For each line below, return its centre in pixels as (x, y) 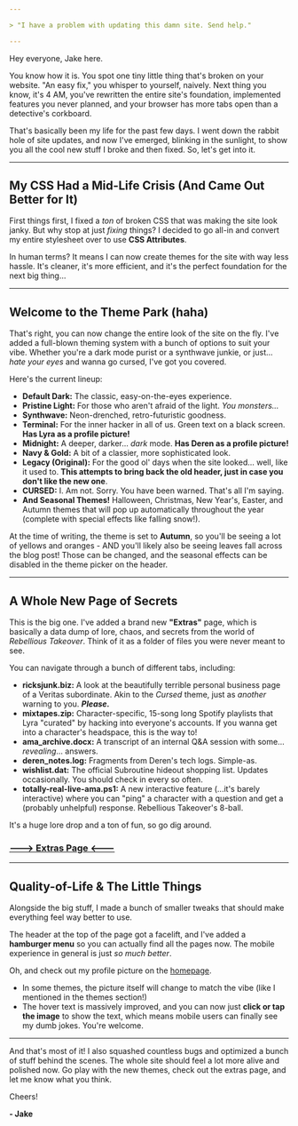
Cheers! (24, 1097)
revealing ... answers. (60, 751)
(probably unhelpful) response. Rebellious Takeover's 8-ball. (133, 808)
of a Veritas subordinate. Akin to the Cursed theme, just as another (144, 695)
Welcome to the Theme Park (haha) (109, 312)
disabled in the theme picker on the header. (89, 564)
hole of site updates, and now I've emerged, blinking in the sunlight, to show (149, 140)
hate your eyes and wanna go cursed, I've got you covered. (118, 362)
